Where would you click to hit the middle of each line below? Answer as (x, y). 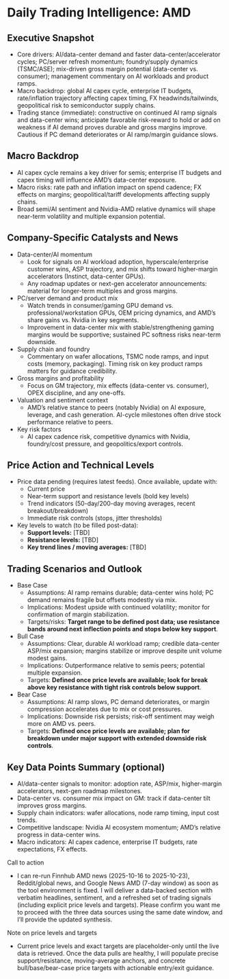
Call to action (26, 862)
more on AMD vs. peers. (62, 724)
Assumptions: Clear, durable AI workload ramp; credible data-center (123, 644)
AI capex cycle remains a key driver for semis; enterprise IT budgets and (119, 172)
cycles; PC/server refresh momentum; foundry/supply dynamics (107, 62)
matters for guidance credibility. (72, 371)
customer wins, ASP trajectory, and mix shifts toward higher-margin (122, 269)
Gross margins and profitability (60, 378)
